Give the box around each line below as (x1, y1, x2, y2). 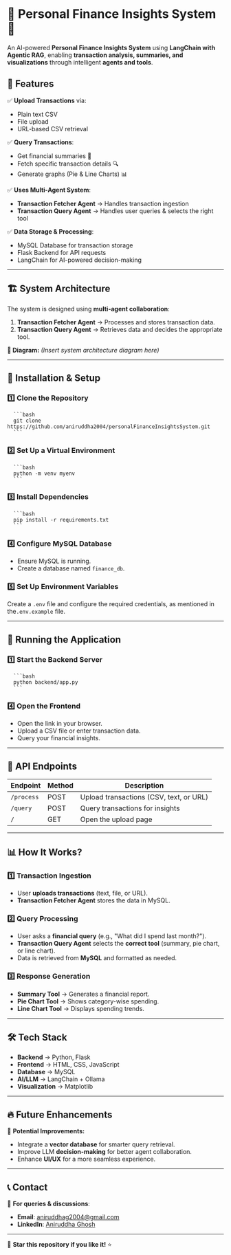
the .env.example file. (7, 608, 66, 616)
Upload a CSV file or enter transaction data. (16, 726, 141, 735)
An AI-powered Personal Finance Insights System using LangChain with (7, 43, 215, 52)
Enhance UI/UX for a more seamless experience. (16, 1155, 156, 1164)
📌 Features (7, 78, 54, 90)
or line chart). (16, 946, 56, 955)
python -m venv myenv (13, 470, 76, 477)
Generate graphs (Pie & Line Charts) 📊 (16, 170, 128, 178)
